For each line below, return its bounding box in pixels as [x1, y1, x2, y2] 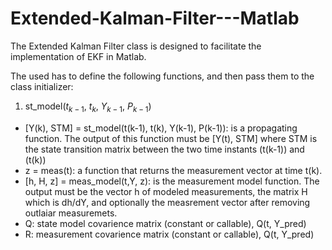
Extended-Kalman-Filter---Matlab [10, 7, 300, 30]
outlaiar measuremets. [24, 207, 118, 219]
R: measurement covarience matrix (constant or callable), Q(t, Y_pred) [24, 228, 315, 240]
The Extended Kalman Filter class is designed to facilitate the [10, 40, 262, 52]
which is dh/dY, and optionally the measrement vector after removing [24, 196, 311, 208]
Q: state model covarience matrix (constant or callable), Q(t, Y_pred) [24, 217, 307, 229]
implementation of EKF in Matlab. [10, 50, 147, 62]
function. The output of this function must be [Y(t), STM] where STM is [24, 132, 318, 144]
